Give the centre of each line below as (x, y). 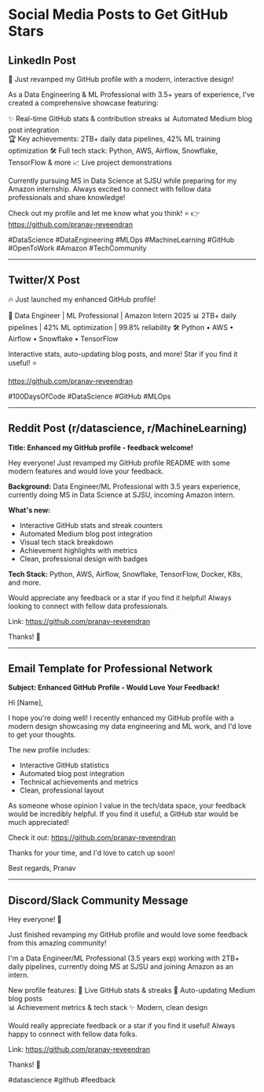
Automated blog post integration (72, 774)
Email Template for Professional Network (111, 669)
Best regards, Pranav (42, 868)
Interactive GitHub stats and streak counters (91, 525)
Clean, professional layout (62, 790)
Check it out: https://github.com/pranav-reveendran (92, 838)
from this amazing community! (57, 943)
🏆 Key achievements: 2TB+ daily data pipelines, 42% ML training (115, 139)
